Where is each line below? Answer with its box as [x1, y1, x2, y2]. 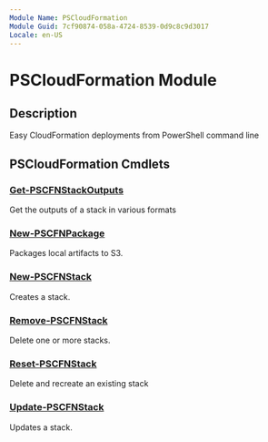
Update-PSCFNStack [9, 401, 104, 414]
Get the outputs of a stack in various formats [9, 204, 177, 215]
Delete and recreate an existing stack [9, 378, 149, 389]
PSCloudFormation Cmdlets [9, 156, 171, 171]
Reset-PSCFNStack [9, 357, 97, 370]
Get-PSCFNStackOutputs [9, 183, 124, 196]
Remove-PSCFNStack [9, 314, 108, 326]
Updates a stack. [9, 421, 73, 433]
